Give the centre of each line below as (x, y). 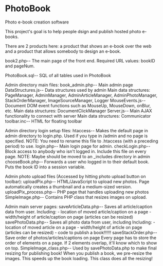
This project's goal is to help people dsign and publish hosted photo (73, 31)
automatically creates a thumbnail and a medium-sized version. (69, 186)
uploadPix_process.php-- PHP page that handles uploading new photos (77, 192)
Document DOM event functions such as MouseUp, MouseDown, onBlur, (78, 105)
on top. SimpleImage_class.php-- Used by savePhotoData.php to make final (81, 248)
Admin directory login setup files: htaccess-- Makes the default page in (77, 130)
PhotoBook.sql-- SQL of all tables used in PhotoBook (58, 75)
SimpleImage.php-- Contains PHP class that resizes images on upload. (76, 197)
